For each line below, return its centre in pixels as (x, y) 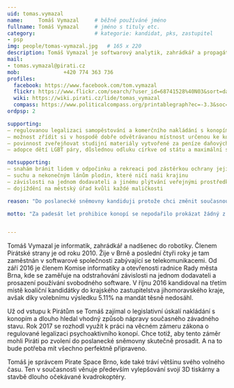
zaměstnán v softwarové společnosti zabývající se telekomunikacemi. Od (112, 261)
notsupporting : (29, 163)
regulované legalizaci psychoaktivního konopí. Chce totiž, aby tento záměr (114, 333)
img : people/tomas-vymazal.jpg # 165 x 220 (74, 46)
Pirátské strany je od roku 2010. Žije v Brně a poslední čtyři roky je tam (109, 253)
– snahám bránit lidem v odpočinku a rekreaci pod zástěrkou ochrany (110, 169)
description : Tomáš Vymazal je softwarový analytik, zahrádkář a (104, 53)
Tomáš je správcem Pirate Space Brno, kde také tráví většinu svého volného (116, 362)
